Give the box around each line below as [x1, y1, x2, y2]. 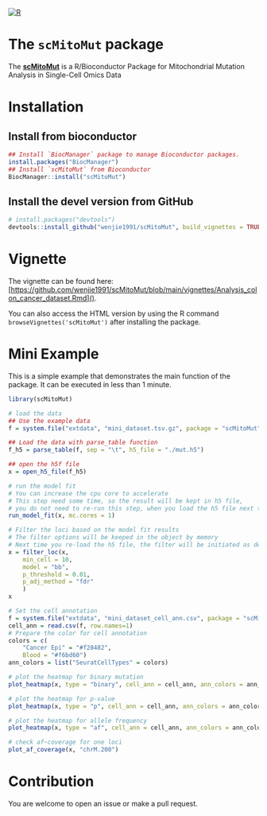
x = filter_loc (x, [8, 548, 69, 556]
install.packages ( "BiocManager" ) [8, 157, 119, 166]
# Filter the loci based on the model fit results [8, 526, 180, 534]
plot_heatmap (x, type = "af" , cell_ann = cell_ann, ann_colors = [8, 724, 229, 732]
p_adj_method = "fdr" [22, 577, 94, 586]
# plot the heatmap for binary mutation [8, 673, 145, 681]
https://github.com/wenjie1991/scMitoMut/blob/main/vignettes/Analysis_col [10, 285, 257, 294]
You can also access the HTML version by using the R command [8, 309, 219, 318]
